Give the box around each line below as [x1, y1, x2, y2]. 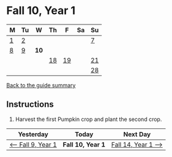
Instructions [6, 99, 54, 110]
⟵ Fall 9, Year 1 [9, 140, 57, 148]
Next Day [123, 130, 151, 138]
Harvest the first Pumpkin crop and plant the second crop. [15, 115, 162, 123]
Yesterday [18, 130, 49, 138]
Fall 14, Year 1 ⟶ [111, 140, 163, 148]
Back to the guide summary [6, 81, 76, 89]
